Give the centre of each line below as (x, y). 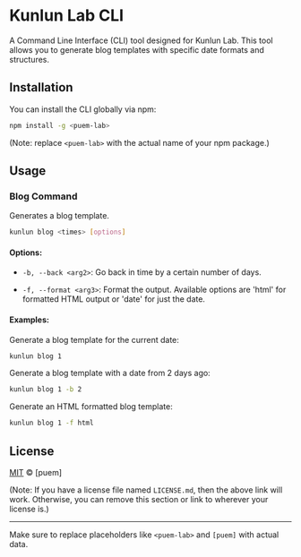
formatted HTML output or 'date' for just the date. (114, 299)
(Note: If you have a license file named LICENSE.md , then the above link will (146, 490)
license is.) (29, 509)
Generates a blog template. (60, 216)
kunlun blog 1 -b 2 (46, 390)
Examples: (29, 320)
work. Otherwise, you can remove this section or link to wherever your (139, 500)
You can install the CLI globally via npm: (83, 109)
